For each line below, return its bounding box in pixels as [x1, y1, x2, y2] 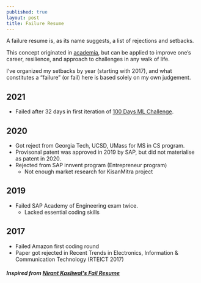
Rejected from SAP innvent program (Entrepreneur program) [15, 162, 167, 168]
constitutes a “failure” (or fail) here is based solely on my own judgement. [6, 74, 191, 81]
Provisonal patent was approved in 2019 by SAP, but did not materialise [15, 148, 195, 156]
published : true [6, 9, 48, 15]
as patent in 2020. [15, 155, 61, 162]
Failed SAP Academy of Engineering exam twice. [15, 202, 139, 209]
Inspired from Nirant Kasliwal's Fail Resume [6, 270, 120, 277]
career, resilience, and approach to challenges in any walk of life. [6, 56, 170, 63]
